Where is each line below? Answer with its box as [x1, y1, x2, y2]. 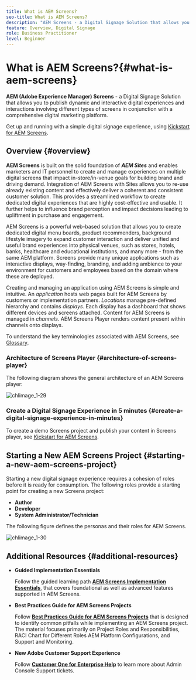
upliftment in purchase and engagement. [6, 212, 104, 219]
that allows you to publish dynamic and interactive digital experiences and [6, 99, 184, 106]
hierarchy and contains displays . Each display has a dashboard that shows [6, 302, 186, 310]
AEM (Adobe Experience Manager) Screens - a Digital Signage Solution [6, 93, 181, 100]
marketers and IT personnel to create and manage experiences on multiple [6, 168, 186, 175]
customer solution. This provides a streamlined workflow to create [6, 193, 166, 200]
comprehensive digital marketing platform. [6, 111, 108, 118]
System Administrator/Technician [14, 511, 99, 519]
